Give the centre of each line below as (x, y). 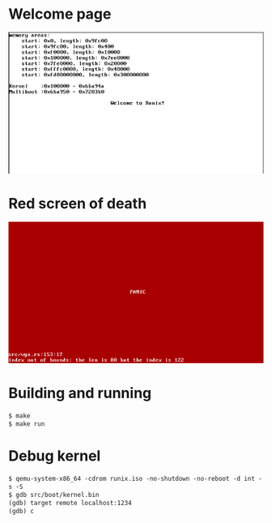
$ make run (27, 424)
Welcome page (60, 14)
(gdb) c (21, 511)
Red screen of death (78, 203)
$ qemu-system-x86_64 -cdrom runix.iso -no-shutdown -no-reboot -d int (132, 478)
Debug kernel (55, 456)
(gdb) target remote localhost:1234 (70, 503)
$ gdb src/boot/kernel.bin (54, 495)
